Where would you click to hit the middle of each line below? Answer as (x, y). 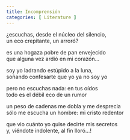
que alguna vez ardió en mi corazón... (53, 59)
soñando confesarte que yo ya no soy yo (57, 77)
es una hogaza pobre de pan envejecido (56, 52)
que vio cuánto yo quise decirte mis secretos (62, 124)
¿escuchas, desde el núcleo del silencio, (56, 34)
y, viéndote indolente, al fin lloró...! (49, 130)
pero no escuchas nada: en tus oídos (52, 88)
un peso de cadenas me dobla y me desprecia (64, 106)
